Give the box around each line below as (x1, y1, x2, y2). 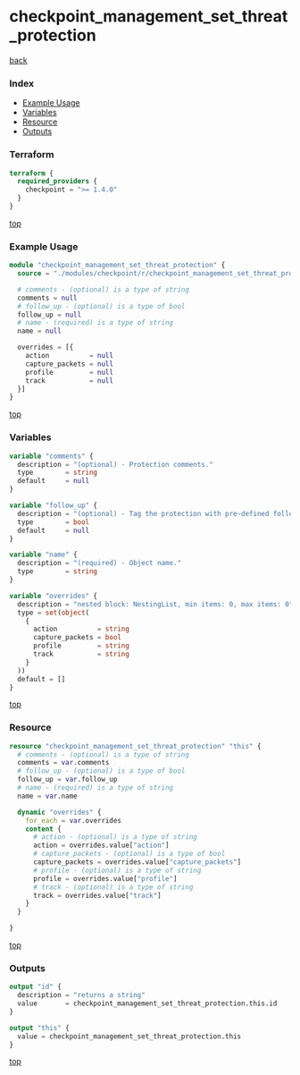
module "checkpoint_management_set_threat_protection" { (9, 261, 226, 270)
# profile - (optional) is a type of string (32, 866, 202, 875)
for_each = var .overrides (25, 816, 122, 825)
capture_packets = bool (32, 633, 122, 642)
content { (25, 825, 62, 834)
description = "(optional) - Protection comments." (17, 460, 214, 469)
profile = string (32, 641, 129, 650)
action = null (25, 351, 114, 360)
